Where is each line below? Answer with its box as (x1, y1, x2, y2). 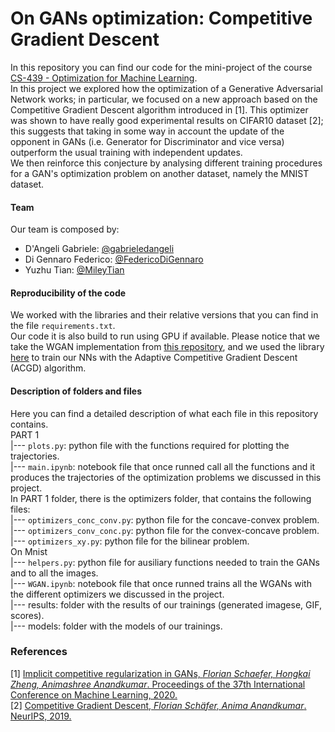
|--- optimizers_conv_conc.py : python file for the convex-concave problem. (10, 524, 320, 536)
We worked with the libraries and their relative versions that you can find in (10, 309, 319, 321)
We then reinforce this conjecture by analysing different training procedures (10, 157, 323, 169)
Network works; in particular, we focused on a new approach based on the (10, 93, 318, 105)
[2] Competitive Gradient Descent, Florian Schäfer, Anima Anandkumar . (10, 699, 307, 711)
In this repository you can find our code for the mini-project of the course (10, 61, 313, 73)
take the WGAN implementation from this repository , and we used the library (10, 341, 325, 353)
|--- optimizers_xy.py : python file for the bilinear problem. (10, 535, 250, 547)
